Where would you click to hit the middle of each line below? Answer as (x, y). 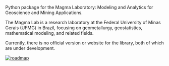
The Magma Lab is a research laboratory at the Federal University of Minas (83, 22)
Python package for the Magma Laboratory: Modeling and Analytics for (79, 7)
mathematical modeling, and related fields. (49, 33)
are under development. (30, 48)
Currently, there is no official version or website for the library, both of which (84, 43)
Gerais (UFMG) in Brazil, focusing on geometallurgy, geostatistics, (74, 28)
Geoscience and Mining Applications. (44, 13)
